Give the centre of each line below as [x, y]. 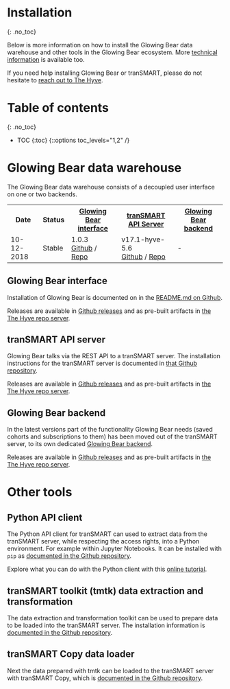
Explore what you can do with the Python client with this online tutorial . [107, 569]
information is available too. [46, 59]
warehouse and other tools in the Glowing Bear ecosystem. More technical [112, 52]
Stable [53, 248]
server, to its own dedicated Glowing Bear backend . [80, 444]
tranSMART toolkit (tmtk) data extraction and [105, 591]
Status [54, 220]
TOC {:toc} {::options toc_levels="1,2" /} [73, 140]
